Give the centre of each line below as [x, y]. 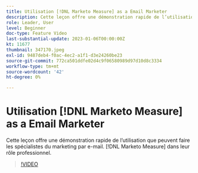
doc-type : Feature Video [37, 34]
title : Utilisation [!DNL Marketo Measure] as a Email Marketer [87, 11]
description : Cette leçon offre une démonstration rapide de [83, 17]
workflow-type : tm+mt [33, 66]
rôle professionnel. [29, 153]
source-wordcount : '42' [35, 72]
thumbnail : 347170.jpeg [35, 50]
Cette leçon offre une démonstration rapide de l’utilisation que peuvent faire [98, 140]
